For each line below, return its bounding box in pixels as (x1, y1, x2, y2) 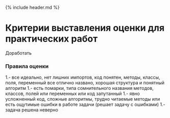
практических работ (5, 33, 98, 45)
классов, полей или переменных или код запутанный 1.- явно (5, 90, 140, 97)
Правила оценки (5, 62, 49, 69)
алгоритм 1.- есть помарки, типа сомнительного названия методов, (5, 85, 154, 91)
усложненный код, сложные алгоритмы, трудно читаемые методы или (5, 96, 160, 102)
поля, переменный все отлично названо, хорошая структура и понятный (5, 80, 165, 86)
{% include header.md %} (5, 5, 60, 10)
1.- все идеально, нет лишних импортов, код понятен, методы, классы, (5, 74, 160, 81)
